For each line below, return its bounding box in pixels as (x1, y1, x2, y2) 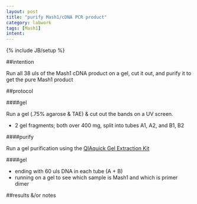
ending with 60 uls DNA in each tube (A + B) (14, 168, 123, 175)
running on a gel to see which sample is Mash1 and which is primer (14, 174, 178, 181)
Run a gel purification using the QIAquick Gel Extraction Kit (6, 145, 150, 152)
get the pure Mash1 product (6, 76, 73, 83)
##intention (6, 59, 34, 66)
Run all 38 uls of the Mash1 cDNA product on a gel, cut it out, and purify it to (6, 70, 192, 77)
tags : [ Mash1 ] (6, 25, 41, 31)
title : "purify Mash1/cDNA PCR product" (6, 14, 108, 20)
